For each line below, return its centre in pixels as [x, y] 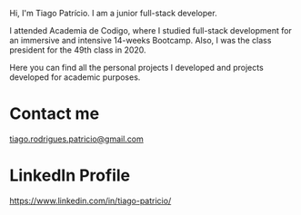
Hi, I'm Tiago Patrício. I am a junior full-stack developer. [113, 13]
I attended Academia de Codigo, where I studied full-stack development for [151, 30]
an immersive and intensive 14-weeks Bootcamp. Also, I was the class [140, 40]
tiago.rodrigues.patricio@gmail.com [76, 139]
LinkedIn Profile [70, 176]
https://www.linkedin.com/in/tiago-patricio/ [90, 200]
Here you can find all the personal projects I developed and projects [136, 68]
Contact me [55, 114]
